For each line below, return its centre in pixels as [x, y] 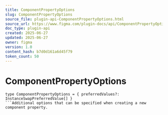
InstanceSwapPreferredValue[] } [39, 99]
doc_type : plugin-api [28, 28]
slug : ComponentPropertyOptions [39, 14]
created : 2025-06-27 [27, 33]
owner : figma [19, 42]
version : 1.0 [19, 47]
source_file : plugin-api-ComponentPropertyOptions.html [64, 19]
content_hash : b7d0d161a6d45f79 [39, 51]
